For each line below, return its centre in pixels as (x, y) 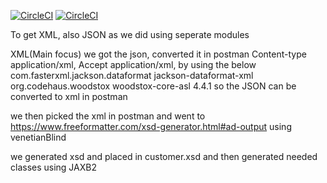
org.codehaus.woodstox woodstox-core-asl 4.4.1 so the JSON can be (153, 86)
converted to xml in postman (69, 96)
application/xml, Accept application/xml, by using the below (133, 64)
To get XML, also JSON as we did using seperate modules (130, 34)
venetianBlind (38, 137)
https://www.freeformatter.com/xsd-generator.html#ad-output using (151, 126)
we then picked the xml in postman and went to (108, 116)
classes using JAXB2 (53, 167)
